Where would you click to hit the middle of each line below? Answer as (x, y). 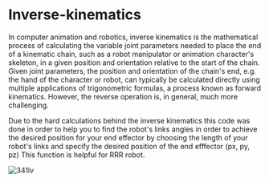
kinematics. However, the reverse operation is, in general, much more (123, 96)
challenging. (29, 105)
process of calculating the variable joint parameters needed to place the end (135, 45)
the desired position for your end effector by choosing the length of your (128, 137)
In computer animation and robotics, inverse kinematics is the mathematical (133, 37)
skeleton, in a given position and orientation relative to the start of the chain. (134, 63)
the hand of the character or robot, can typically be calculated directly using (134, 79)
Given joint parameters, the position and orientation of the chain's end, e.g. (132, 71)
